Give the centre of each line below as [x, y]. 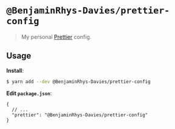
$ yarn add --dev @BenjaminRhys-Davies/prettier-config [78, 81]
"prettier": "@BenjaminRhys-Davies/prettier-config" [80, 115]
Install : [15, 70]
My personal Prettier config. [56, 37]
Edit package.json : [29, 93]
